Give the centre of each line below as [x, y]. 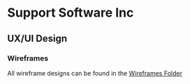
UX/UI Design [37, 39]
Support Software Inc [71, 13]
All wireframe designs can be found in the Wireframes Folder [95, 73]
